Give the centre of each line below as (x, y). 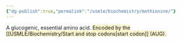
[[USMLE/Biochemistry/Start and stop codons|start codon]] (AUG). (86, 34)
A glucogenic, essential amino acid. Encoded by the (68, 28)
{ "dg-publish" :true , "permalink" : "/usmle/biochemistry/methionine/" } (91, 11)
